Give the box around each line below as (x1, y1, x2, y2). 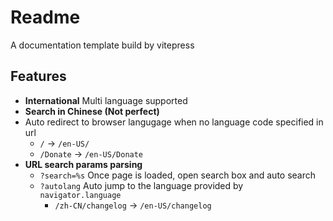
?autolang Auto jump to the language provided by (39, 179, 244, 191)
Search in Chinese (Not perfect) (24, 105, 160, 117)
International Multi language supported (24, 94, 188, 106)
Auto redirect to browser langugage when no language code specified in (24, 116, 324, 128)
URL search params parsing (24, 158, 143, 170)
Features (10, 68, 67, 85)
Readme (10, 6, 81, 29)
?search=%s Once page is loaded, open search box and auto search (39, 169, 317, 181)
